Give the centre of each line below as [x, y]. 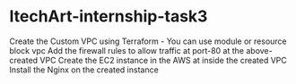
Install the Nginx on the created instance [84, 70]
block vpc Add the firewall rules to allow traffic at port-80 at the [127, 50]
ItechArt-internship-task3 [109, 17]
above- [259, 50]
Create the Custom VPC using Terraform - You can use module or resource [148, 41]
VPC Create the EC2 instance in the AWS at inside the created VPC [163, 60]
